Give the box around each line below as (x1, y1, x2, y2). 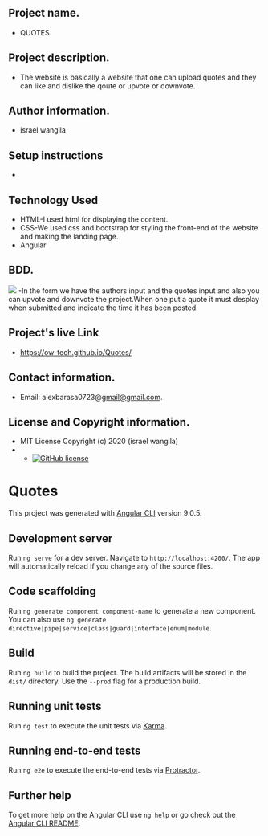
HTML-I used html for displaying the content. (19, 214, 169, 224)
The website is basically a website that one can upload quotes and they (19, 72, 257, 82)
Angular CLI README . (8, 818, 81, 828)
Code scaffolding (8, 585, 96, 598)
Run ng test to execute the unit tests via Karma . (8, 720, 167, 730)
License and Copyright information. (8, 415, 190, 429)
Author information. (8, 104, 110, 118)
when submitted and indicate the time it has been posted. (8, 303, 198, 312)
